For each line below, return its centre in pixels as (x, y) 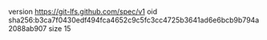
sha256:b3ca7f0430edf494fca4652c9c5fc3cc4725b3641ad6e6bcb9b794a (134, 20)
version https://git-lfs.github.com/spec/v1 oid (83, 12)
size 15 (60, 28)
